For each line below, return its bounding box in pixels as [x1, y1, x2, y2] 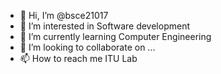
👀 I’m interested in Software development [19, 20, 190, 32]
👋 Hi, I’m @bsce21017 [19, 10, 109, 21]
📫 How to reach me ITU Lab [19, 53, 138, 64]
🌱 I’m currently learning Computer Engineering [19, 31, 212, 42]
